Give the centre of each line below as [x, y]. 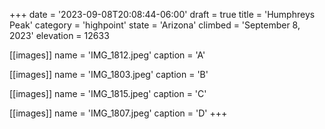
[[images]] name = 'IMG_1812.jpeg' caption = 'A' [107, 55]
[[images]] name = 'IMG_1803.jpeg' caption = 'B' [109, 74]
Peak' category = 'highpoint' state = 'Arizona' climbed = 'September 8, [155, 25]
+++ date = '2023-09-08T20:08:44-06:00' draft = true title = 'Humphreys [162, 14]
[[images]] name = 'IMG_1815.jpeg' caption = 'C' [108, 93]
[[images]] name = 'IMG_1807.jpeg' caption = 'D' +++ [118, 113]
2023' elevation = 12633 [59, 35]
